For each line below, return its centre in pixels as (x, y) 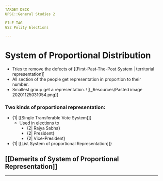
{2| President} (41, 133)
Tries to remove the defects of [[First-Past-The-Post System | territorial (83, 69)
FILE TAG (14, 23)
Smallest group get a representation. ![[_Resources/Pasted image (77, 90)
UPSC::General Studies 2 (30, 14)
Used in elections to (39, 123)
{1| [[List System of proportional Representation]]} (62, 144)
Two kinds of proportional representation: (55, 107)
